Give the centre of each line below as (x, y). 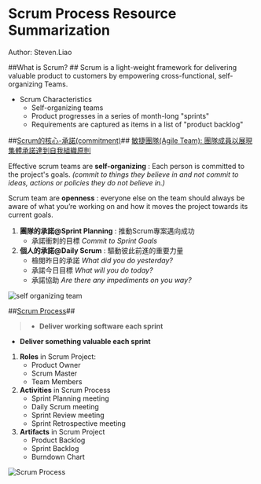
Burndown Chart (58, 456)
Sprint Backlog (55, 448)
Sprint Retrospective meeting (78, 423)
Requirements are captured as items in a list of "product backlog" (137, 124)
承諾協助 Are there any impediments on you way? (111, 280)
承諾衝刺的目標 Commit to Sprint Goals (94, 240)
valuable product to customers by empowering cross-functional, (112, 75)
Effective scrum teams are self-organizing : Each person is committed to (127, 166)
